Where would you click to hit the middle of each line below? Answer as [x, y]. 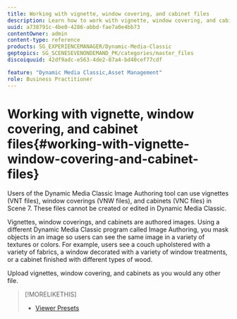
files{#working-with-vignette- [98, 144]
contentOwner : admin [38, 34]
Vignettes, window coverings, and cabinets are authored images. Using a [114, 222]
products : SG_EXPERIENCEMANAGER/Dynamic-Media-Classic [90, 47]
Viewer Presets [57, 308]
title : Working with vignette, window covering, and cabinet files [109, 14]
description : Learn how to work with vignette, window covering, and [112, 20]
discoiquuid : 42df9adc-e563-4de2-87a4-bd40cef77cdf [85, 60]
